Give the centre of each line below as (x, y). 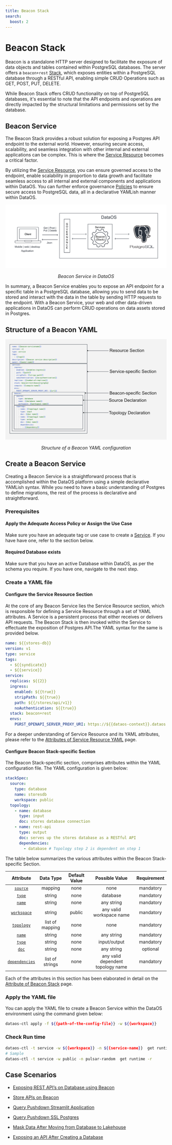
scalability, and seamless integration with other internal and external (77, 149)
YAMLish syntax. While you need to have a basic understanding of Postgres (85, 487)
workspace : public (34, 800)
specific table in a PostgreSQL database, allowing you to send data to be (82, 292)
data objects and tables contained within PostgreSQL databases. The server (85, 67)
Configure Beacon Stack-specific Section (50, 751)
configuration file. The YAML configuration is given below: (67, 768)
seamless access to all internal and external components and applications (83, 181)
